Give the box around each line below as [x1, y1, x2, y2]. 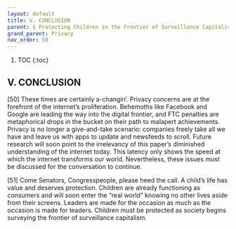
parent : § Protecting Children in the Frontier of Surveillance [7, 23, 199, 30]
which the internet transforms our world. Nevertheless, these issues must [7, 154, 220, 163]
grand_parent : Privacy [7, 30, 74, 37]
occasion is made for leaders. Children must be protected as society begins [7, 206, 227, 214]
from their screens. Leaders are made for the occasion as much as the [7, 198, 211, 206]
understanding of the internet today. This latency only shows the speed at [7, 147, 221, 156]
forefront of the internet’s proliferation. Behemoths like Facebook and [7, 102, 207, 111]
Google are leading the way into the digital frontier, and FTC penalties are [7, 110, 219, 118]
